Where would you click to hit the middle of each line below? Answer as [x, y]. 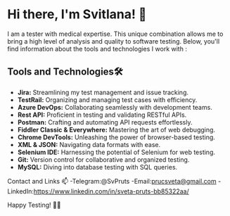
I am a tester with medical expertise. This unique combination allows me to [115, 34]
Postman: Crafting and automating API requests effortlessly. [105, 122]
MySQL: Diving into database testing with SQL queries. [97, 167]
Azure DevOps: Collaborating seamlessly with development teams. [115, 107]
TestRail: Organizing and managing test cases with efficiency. [107, 100]
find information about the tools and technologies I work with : [97, 49]
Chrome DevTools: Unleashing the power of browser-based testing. [116, 137]
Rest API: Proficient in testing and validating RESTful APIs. [102, 115]
